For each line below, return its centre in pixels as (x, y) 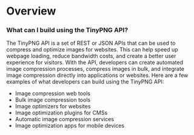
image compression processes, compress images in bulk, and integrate (95, 69)
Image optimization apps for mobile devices (70, 126)
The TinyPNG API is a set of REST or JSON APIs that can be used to (91, 43)
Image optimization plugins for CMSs (61, 113)
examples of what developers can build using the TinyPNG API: (85, 82)
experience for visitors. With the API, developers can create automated (95, 62)
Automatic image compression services (64, 119)
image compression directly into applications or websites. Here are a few (97, 75)
